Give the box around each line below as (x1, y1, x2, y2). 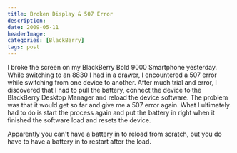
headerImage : (7, 30, 46, 38)
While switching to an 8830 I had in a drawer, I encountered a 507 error (7, 70, 218, 79)
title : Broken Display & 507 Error (7, 10, 114, 18)
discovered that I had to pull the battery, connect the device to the (7, 86, 202, 94)
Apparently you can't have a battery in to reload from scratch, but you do (7, 130, 223, 138)
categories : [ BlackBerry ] (7, 37, 84, 44)
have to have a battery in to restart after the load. (7, 137, 152, 146)
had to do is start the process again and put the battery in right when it (7, 108, 216, 117)
